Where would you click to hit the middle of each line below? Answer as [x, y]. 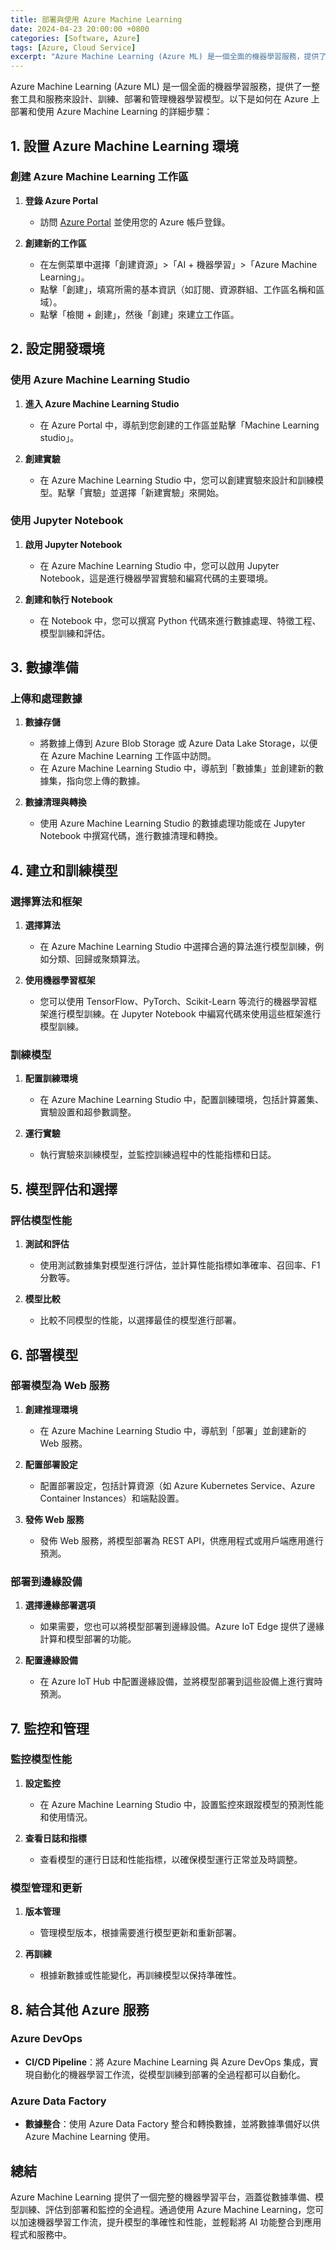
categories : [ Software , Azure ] [75, 38]
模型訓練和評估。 [75, 633]
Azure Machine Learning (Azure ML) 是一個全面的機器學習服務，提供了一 [161, 87]
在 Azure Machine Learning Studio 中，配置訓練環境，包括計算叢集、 [182, 1100]
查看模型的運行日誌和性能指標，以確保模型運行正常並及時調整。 [171, 1859]
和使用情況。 [66, 1817]
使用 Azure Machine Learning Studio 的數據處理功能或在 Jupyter [172, 823]
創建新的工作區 [55, 243]
